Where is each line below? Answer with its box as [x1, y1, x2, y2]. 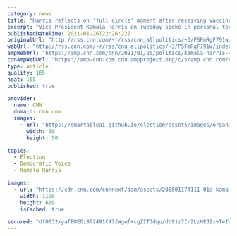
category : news [7, 10, 52, 18]
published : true [7, 82, 55, 89]
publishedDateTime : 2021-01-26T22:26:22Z [7, 30, 131, 37]
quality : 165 [7, 69, 46, 76]
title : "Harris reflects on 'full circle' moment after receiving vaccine [7, 17, 232, 24]
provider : [7, 95, 37, 102]
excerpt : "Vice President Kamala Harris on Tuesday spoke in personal [7, 23, 219, 30]
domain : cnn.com [13, 108, 61, 116]
